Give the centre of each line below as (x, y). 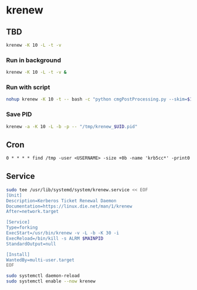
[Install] (18, 254)
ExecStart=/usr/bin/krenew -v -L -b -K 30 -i (62, 233)
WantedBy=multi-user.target (40, 260)
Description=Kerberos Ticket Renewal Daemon (61, 201)
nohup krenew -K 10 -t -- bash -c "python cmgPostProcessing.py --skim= (97, 99)
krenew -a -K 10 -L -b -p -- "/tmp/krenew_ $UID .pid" (72, 126)
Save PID (19, 115)
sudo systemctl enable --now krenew (51, 281)
